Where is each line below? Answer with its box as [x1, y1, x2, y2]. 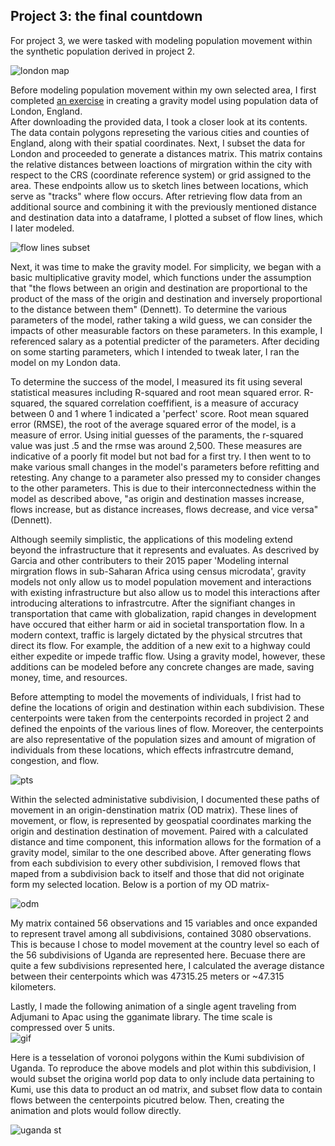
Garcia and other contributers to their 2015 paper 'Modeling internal [10, 554, 289, 566]
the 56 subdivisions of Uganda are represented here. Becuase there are [10, 949, 306, 961]
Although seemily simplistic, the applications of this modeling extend [10, 533, 293, 545]
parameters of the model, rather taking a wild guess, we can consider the [10, 314, 313, 326]
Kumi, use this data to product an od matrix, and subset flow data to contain [10, 1083, 323, 1095]
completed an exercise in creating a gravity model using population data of [10, 94, 319, 106]
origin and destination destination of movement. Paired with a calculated [10, 825, 308, 837]
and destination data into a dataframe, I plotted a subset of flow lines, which [10, 211, 323, 223]
